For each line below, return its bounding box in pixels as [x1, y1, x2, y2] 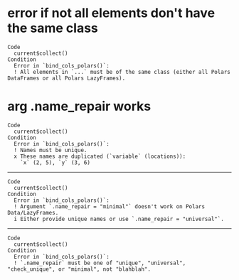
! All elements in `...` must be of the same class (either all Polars [14, 68, 231, 75]
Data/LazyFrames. [7, 209, 59, 216]
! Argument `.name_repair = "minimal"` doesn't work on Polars [14, 203, 205, 210]
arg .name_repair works [7, 98, 152, 114]
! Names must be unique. [14, 146, 87, 154]
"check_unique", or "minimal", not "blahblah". [7, 265, 152, 273]
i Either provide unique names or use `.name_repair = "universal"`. [14, 215, 224, 222]
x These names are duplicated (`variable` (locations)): [14, 153, 186, 160]
